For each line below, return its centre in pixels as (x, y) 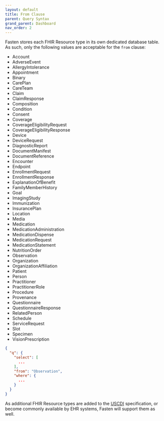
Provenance (24, 297)
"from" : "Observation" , (38, 371)
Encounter (23, 162)
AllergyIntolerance (31, 67)
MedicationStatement (34, 245)
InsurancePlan (27, 209)
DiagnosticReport (30, 146)
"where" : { (25, 376)
